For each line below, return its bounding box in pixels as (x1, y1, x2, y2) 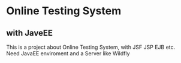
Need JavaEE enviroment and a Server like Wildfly (6, 50, 130, 57)
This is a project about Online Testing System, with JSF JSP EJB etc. (6, 43, 176, 51)
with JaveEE (6, 28, 53, 38)
